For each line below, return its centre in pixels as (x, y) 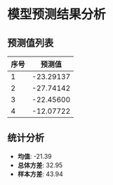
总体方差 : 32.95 (40, 165)
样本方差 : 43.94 (40, 174)
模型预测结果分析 (57, 14)
